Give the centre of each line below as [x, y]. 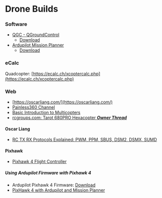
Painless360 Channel [33, 107]
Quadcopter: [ [19, 74]
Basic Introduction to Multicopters [46, 113]
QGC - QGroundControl [36, 35]
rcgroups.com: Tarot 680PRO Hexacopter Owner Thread [69, 118]
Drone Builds [32, 9]
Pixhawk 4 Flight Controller [39, 161]
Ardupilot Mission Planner [38, 45]
